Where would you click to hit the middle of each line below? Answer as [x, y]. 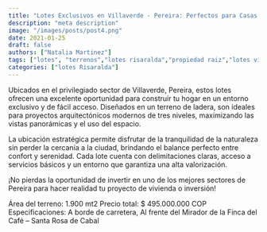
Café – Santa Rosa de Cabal [54, 220]
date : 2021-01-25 [37, 38]
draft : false [30, 45]
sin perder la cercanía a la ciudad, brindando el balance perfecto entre [124, 147]
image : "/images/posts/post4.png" [66, 30]
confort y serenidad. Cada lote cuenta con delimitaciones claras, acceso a [130, 156]
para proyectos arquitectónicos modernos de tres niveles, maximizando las [131, 115]
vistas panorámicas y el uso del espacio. [75, 123]
